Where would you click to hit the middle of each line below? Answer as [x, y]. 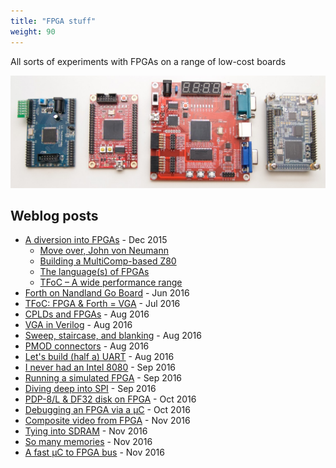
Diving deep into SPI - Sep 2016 [90, 389]
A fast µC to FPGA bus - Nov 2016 [94, 452]
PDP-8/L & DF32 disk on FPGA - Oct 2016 [110, 399]
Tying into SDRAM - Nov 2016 [86, 431]
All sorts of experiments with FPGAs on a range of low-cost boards [148, 61]
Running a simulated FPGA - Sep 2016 [103, 378]
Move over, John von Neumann [104, 251]
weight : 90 [33, 31]
